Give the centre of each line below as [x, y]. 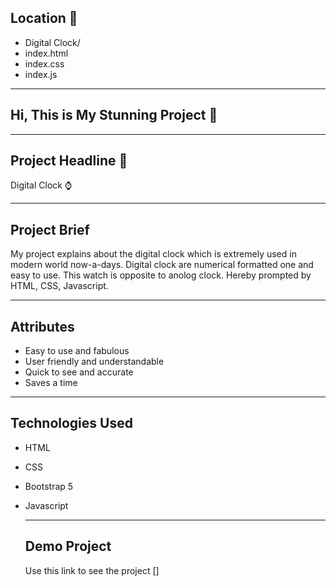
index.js [41, 74]
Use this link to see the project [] [92, 570]
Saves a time [51, 383]
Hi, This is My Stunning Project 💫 [114, 115]
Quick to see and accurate [79, 372]
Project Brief [50, 229]
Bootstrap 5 [49, 486]
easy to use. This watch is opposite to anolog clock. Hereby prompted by [161, 275]
